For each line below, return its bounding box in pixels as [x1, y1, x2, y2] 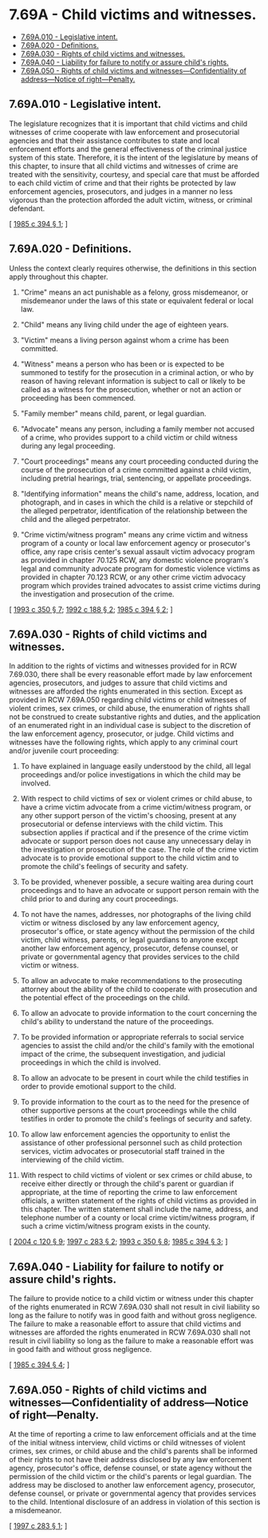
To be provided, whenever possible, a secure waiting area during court [20, 877, 254, 887]
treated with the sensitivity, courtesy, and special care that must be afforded [9, 169, 260, 179]
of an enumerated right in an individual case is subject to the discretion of [9, 721, 251, 730]
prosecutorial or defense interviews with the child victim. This [20, 820, 223, 829]
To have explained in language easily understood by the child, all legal [20, 761, 251, 771]
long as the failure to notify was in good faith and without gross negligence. [9, 1311, 258, 1320]
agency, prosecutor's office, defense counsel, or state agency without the [9, 1463, 252, 1473]
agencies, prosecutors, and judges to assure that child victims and [9, 678, 228, 688]
